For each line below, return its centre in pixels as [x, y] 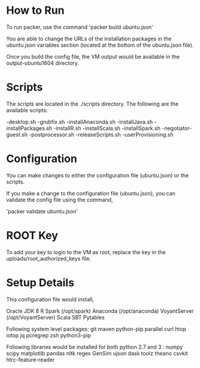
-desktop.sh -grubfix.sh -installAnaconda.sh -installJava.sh [80, 122]
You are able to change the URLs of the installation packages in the [89, 38]
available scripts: [27, 110]
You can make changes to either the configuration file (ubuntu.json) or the [98, 175]
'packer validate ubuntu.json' [42, 211]
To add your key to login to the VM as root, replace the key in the [86, 252]
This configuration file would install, [50, 299]
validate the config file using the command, [60, 200]
